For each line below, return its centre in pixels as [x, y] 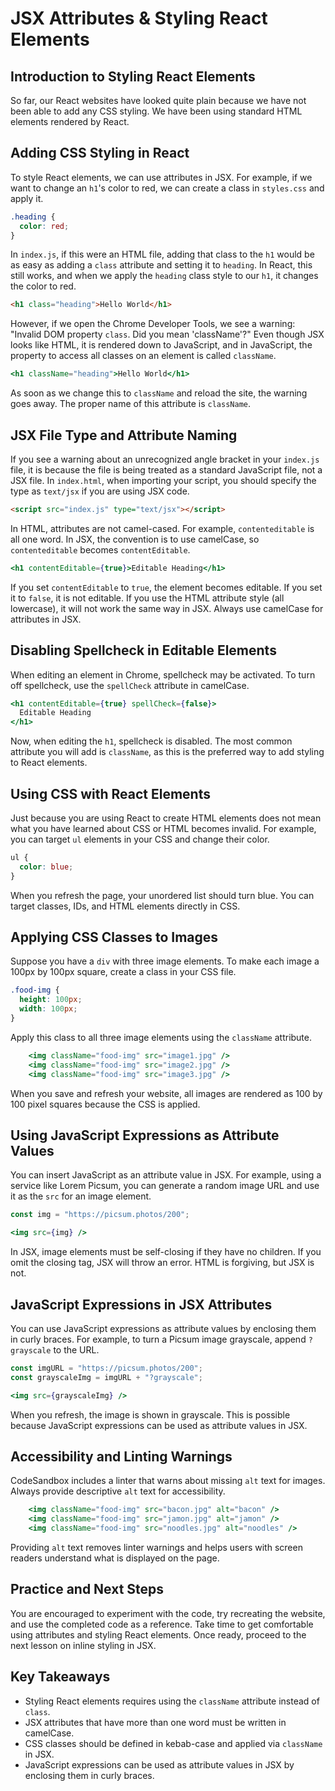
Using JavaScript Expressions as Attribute [145, 1135]
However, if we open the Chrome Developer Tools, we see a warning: [153, 324]
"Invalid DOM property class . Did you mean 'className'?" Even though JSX [167, 334]
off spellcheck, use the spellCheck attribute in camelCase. [130, 685]
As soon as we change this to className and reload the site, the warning [159, 393]
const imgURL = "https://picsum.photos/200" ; [106, 1368]
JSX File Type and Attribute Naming [124, 435]
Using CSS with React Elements [110, 793]
